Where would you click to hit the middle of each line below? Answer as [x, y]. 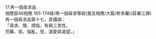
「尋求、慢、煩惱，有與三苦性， [38, 25]
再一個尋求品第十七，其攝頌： [35, 19]
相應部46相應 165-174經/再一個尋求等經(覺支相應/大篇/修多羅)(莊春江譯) [78, 13]
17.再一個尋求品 [21, 7]
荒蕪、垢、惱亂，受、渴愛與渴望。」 [41, 31]
